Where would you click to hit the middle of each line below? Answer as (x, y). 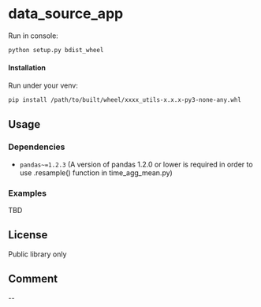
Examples (28, 193)
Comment (33, 279)
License (28, 235)
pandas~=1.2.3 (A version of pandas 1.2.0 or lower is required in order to (136, 164)
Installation (27, 68)
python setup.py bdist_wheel (56, 50)
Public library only (37, 254)
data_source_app (66, 14)
